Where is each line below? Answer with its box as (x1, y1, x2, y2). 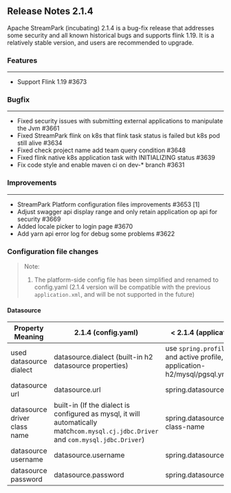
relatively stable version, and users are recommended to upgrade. (7, 38, 194, 47)
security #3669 (16, 215, 61, 223)
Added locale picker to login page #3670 (16, 222, 133, 230)
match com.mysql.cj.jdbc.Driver (54, 426, 159, 436)
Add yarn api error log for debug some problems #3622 (16, 229, 175, 238)
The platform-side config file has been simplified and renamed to (34, 275, 219, 284)
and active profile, (164, 353, 223, 362)
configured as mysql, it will (54, 409, 140, 419)
